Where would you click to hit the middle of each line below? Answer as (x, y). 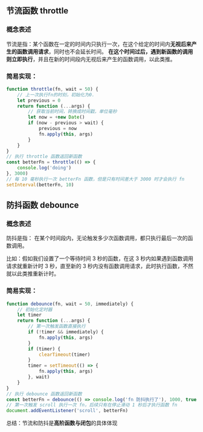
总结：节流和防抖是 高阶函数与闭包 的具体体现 (62, 423)
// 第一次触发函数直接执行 (57, 326)
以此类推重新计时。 (35, 273)
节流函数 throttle (37, 11)
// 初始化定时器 (35, 309)
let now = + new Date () (56, 117)
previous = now (58, 129)
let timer (30, 315)
